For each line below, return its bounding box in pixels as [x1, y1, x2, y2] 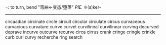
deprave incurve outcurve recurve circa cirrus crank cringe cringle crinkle [5, 29, 156, 35]
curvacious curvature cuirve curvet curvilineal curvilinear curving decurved [5, 24, 159, 29]
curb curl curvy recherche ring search [5, 34, 83, 40]
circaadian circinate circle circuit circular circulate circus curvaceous [5, 19, 145, 24]
